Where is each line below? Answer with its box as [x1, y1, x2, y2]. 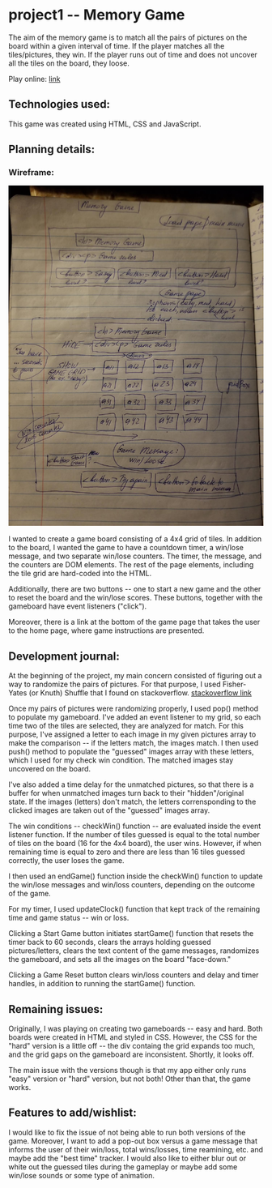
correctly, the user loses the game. [8, 856, 125, 865]
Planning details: [8, 143, 96, 156]
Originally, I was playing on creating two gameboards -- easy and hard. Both [8, 1023, 263, 1034]
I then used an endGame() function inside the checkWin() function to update [8, 871, 263, 881]
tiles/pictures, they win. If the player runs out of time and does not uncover [8, 49, 257, 59]
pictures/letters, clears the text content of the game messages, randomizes [8, 946, 260, 955]
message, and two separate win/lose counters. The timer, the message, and [8, 551, 261, 561]
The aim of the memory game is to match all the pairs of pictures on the [8, 32, 248, 42]
